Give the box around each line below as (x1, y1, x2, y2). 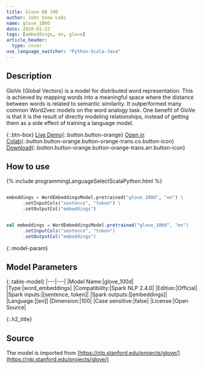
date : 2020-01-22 (6, 25, 50, 32)
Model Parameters (6, 262, 78, 273)
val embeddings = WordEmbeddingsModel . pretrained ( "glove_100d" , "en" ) (6, 222, 189, 228)
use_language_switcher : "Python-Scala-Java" (6, 49, 121, 55)
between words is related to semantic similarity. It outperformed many (6, 100, 182, 107)
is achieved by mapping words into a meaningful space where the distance (6, 93, 194, 101)
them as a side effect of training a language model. (6, 119, 134, 126)
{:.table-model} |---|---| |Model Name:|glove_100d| (6, 278, 134, 285)
